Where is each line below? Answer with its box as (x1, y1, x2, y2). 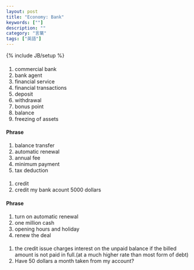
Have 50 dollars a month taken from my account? (14, 258, 134, 265)
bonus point (14, 103, 44, 110)
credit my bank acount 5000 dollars (14, 186, 102, 194)
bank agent (14, 72, 42, 79)
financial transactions (14, 84, 67, 91)
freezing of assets (14, 115, 59, 122)
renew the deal (14, 231, 51, 238)
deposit (14, 90, 34, 97)
